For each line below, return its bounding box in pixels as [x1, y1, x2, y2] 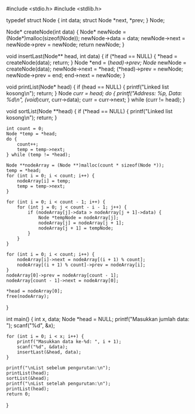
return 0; [6, 391, 31, 397]
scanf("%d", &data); [17, 344, 68, 350]
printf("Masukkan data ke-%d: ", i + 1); [17, 339, 121, 345]
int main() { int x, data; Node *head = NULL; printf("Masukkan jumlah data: [6, 316, 190, 322]
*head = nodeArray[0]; [6, 288, 63, 294]
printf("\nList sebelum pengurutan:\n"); [6, 365, 111, 371]
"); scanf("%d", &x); [6, 322, 55, 329]
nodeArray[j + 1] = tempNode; [38, 225, 114, 231]
